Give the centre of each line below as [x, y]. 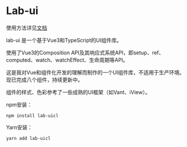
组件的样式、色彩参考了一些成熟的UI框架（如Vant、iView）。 [78, 92]
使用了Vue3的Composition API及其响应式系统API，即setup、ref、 [85, 52]
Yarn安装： [20, 127]
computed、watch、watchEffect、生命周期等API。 [67, 60]
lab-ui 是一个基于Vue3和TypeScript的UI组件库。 [64, 40]
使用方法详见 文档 [27, 28]
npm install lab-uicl [32, 115]
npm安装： [19, 104]
